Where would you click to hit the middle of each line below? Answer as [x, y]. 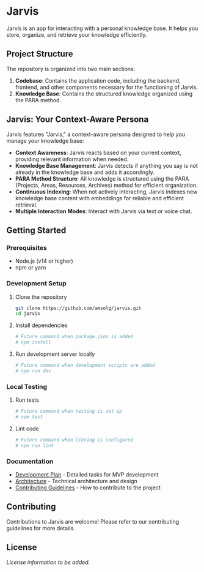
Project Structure [40, 54]
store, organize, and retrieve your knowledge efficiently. [77, 34]
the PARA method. [38, 100]
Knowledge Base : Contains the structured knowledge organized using [104, 94]
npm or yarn [31, 268]
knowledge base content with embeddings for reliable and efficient [100, 198]
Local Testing [27, 386]
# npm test [29, 417]
